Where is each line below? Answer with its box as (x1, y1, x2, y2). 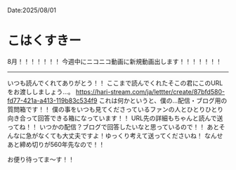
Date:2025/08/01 (7, 6, 56, 14)
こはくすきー (7, 33, 82, 48)
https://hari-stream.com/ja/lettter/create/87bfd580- (76, 87, 225, 96)
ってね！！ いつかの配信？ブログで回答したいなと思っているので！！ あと (7, 122, 220, 131)
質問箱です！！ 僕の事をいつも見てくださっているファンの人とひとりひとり (7, 105, 223, 113)
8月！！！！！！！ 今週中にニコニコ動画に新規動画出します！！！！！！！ (7, 57, 223, 65)
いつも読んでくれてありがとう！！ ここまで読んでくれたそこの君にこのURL (7, 79, 223, 87)
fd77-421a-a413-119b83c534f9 (7, 96, 98, 105)
